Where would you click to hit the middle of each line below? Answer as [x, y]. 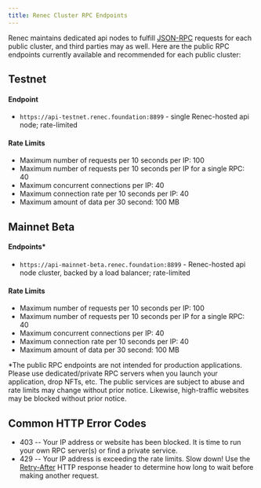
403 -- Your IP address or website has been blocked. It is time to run [130, 442]
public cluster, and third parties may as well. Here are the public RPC [119, 46]
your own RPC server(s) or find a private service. [98, 451]
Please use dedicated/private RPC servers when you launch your [113, 373]
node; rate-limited [49, 125]
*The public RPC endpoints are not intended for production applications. [125, 365]
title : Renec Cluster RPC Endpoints [68, 15]
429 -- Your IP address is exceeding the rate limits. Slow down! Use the [135, 459]
